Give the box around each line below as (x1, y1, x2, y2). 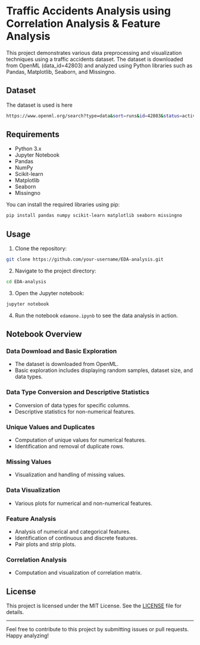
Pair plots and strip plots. (14, 541, 76, 548)
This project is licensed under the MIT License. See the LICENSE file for (6, 602, 182, 609)
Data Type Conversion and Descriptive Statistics (6, 388, 150, 396)
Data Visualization (6, 486, 61, 494)
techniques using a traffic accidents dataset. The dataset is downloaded (6, 55, 183, 63)
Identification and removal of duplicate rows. (14, 443, 125, 450)
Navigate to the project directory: (14, 267, 96, 274)
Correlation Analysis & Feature (6, 17, 161, 30)
